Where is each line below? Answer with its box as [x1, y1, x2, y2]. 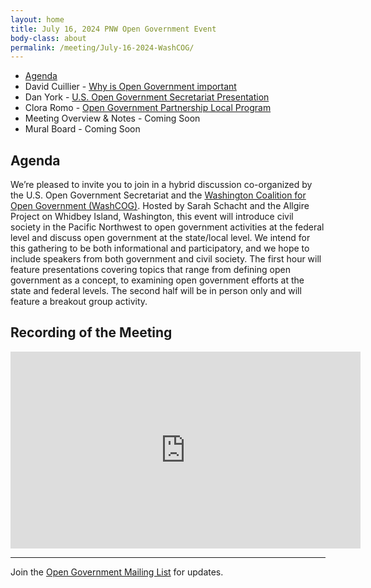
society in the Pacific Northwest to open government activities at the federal [10, 221, 325, 233]
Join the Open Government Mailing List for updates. [10, 566, 224, 578]
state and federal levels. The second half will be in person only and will [10, 285, 302, 297]
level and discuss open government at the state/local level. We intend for [10, 232, 311, 244]
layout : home [10, 14, 65, 25]
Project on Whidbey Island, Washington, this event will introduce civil [10, 211, 294, 223]
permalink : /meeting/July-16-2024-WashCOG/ [10, 42, 195, 53]
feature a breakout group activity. [10, 296, 148, 308]
